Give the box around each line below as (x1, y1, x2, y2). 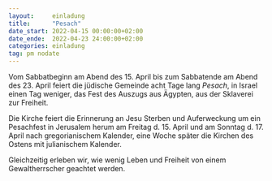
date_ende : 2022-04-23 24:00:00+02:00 (8, 34, 144, 43)
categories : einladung (8, 42, 85, 50)
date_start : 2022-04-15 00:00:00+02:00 (8, 27, 144, 35)
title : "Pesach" (8, 19, 82, 28)
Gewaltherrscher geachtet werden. (8, 164, 126, 173)
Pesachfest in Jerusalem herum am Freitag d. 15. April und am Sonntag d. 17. (8, 123, 264, 131)
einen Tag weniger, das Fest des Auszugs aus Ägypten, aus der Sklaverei (8, 89, 254, 98)
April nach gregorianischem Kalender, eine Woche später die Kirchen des (8, 131, 254, 140)
